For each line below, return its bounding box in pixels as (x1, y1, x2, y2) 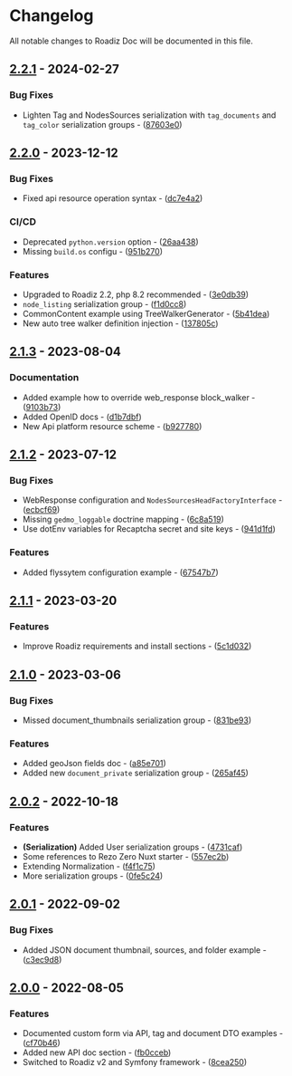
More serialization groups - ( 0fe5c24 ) (22, 870, 164, 881)
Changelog (9, 5, 94, 26)
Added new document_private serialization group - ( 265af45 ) (22, 767, 249, 779)
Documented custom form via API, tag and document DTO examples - (22, 1028, 283, 1039)
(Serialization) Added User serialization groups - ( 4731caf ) (22, 841, 243, 852)
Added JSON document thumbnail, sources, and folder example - (22, 944, 267, 956)
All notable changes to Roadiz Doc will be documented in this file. (9, 35, 253, 46)
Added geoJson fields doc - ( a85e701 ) (22, 758, 167, 769)
